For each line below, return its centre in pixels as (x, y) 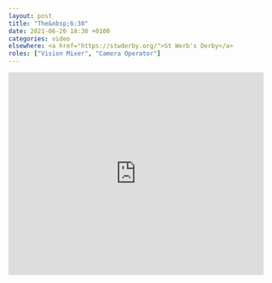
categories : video (39, 39)
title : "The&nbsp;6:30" (49, 24)
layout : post (30, 16)
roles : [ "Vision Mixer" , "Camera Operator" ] (85, 54)
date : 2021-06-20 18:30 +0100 (59, 31)
